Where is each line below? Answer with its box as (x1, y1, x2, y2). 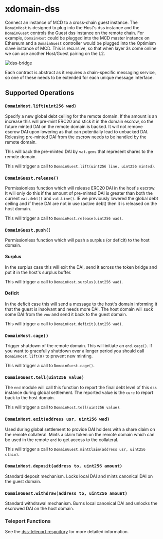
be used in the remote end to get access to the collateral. (5, 437, 119, 443)
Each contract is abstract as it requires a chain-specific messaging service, (5, 69, 156, 75)
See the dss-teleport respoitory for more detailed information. (5, 529, 129, 535)
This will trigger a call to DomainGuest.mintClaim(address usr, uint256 (5, 446, 146, 452)
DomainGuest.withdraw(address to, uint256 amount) (5, 490, 127, 496)
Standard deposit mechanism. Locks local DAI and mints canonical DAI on (5, 473, 153, 479)
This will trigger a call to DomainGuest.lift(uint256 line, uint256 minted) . (5, 163, 156, 169)
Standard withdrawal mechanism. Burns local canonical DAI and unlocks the (5, 501, 158, 506)
